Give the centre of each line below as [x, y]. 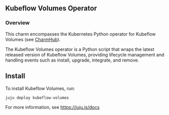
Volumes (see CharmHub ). [33, 39]
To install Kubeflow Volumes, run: [40, 88]
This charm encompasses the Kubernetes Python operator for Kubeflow [80, 34]
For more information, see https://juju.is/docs [53, 107]
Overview [18, 23]
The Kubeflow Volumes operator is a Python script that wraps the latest [80, 49]
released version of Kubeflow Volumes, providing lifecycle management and [85, 54]
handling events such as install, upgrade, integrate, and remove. [72, 60]
